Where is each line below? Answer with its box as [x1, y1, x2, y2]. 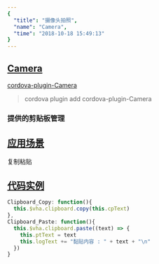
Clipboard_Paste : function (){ [7, 218, 96, 225]
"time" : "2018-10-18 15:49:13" [13, 29, 105, 37]
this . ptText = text [20, 231, 77, 239]
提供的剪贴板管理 [7, 113, 65, 123]
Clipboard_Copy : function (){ [7, 199, 92, 206]
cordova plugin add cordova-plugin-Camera [24, 94, 152, 103]
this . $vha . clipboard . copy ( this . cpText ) [13, 205, 130, 213]
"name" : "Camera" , [13, 23, 68, 30]
